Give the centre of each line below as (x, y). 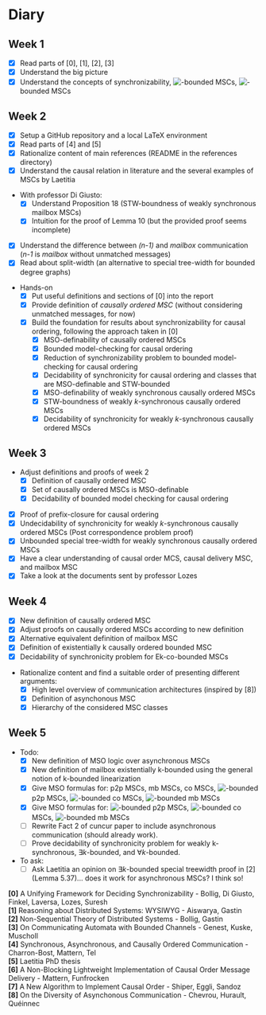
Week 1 (26, 44)
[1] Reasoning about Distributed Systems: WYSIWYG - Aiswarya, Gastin (125, 910)
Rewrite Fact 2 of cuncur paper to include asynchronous (124, 826)
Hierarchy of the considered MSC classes (100, 707)
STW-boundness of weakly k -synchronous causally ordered (142, 401)
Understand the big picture (64, 72)
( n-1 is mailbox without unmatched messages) (95, 254)
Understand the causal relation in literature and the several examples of (137, 171)
